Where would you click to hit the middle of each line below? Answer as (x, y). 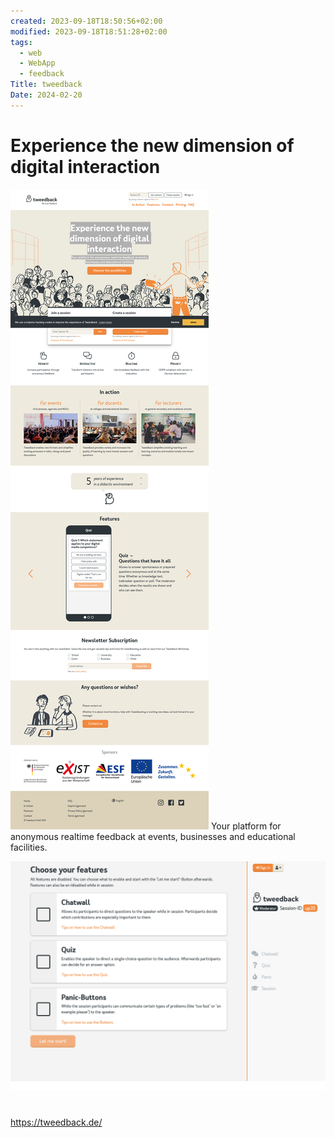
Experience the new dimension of (152, 145)
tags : (21, 42)
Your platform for (246, 826)
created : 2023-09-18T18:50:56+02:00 (86, 21)
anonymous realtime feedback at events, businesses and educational (153, 836)
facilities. (29, 847)
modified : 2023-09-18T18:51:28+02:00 (89, 31)
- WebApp (37, 63)
